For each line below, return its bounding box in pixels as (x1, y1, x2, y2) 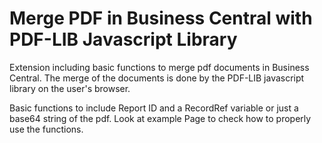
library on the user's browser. (9, 82, 131, 94)
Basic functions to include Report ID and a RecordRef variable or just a (9, 102, 299, 114)
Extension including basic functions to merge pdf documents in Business (9, 61, 310, 73)
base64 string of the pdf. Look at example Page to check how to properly (9, 112, 312, 124)
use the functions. (9, 123, 84, 135)
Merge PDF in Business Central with (9, 7, 313, 30)
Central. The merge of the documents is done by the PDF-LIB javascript (9, 72, 305, 84)
